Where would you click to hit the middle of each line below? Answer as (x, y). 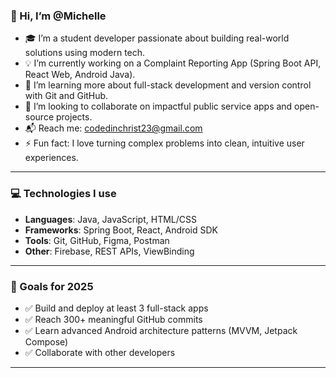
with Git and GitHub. (66, 96)
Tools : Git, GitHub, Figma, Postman (97, 240)
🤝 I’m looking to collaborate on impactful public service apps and (158, 106)
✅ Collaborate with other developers (100, 352)
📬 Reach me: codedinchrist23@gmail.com (113, 128)
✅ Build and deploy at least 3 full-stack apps (116, 308)
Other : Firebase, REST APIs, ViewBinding (109, 251)
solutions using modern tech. (85, 53)
